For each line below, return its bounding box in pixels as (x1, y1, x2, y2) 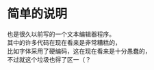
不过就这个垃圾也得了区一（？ (7, 55, 91, 63)
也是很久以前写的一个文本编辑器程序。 (7, 30, 115, 38)
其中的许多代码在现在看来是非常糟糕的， (7, 38, 121, 46)
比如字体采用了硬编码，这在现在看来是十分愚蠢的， (7, 47, 151, 55)
